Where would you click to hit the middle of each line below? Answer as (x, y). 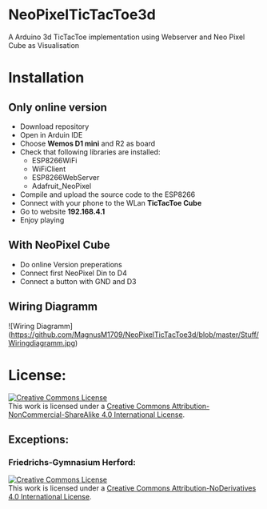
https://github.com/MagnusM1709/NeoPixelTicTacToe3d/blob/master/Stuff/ (135, 335)
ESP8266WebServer (66, 177)
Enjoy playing (42, 220)
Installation (46, 78)
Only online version (58, 107)
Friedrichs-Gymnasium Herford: (72, 462)
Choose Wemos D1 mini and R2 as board (88, 143)
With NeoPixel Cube (59, 245)
